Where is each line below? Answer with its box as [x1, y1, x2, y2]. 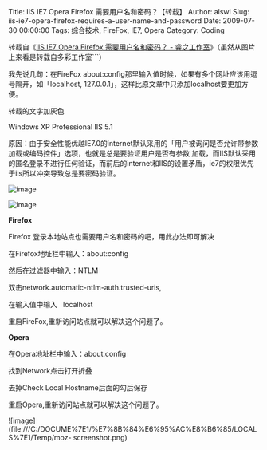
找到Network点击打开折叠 [8, 366, 93, 375]
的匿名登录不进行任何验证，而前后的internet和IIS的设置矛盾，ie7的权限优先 [8, 159, 254, 168]
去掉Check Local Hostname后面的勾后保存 [8, 383, 148, 393]
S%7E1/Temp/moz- [8, 433, 72, 442]
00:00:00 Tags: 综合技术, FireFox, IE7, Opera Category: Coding [18, 26, 225, 34]
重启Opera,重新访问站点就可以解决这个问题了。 [8, 400, 163, 409]
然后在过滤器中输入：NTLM [8, 266, 99, 275]
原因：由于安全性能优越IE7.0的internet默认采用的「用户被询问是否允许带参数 [8, 139, 259, 148]
